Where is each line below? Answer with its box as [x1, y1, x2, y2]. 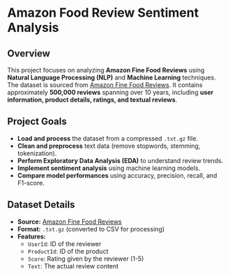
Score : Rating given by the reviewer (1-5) [27, 254, 144, 263]
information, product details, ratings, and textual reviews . [7, 95, 178, 104]
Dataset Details [7, 199, 75, 210]
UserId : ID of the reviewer [27, 239, 102, 248]
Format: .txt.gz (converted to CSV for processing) [17, 224, 165, 233]
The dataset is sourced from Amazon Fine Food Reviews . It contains [7, 81, 204, 89]
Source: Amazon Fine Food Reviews [17, 217, 122, 226]
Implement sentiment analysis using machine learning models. [17, 164, 201, 172]
